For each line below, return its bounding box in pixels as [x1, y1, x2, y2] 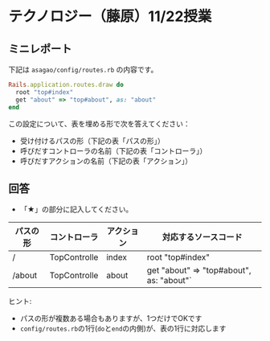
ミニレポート [8, 42, 72, 55]
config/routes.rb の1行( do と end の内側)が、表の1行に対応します [19, 323, 227, 334]
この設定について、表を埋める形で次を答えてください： [8, 118, 190, 129]
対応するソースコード [162, 232, 243, 243]
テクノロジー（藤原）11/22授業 [8, 7, 212, 26]
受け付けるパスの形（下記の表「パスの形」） [19, 136, 165, 146]
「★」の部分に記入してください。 [19, 204, 133, 214]
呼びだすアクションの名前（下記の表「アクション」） [19, 156, 193, 166]
